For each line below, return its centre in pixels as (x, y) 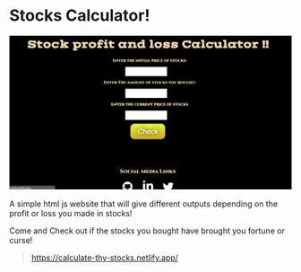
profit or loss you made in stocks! (71, 214)
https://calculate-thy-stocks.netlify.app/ (105, 258)
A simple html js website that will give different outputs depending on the (144, 204)
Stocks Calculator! (80, 16)
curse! (21, 241)
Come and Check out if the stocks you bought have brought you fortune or (147, 231)
